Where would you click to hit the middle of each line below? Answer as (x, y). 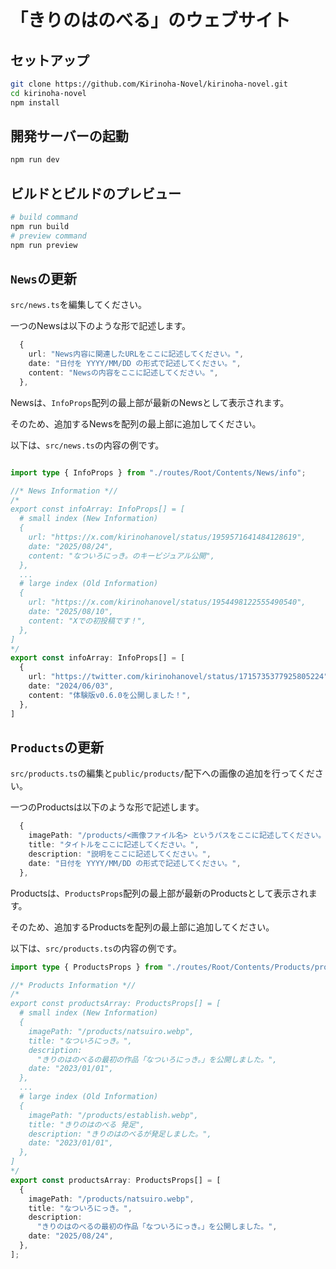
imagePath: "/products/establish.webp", (113, 1115)
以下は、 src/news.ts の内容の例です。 (87, 445)
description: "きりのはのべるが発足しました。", (120, 1134)
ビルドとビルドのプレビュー (96, 193)
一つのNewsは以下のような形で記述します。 (100, 326)
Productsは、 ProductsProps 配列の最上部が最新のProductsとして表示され (159, 893)
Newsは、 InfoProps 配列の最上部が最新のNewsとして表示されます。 (150, 402)
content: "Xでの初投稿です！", (87, 621)
